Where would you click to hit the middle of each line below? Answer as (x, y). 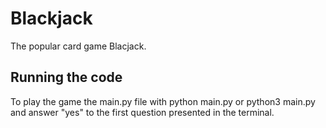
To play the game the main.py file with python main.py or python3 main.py (163, 101)
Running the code (66, 77)
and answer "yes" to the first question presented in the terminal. (142, 112)
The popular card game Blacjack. (78, 46)
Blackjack (51, 18)
